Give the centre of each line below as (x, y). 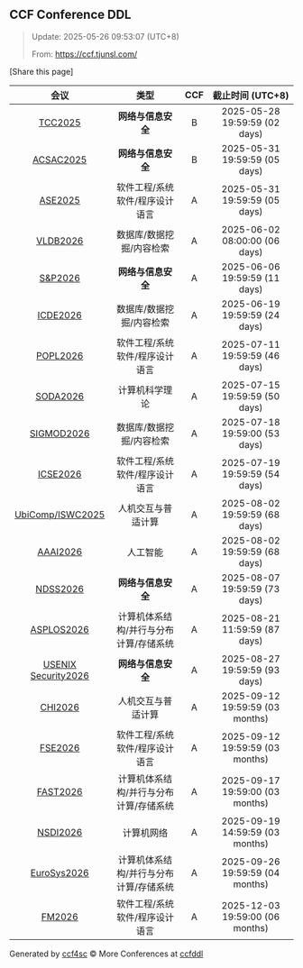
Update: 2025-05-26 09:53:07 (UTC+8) (106, 36)
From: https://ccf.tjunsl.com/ (84, 54)
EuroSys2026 (60, 872)
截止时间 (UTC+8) (251, 96)
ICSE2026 (60, 474)
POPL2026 (60, 355)
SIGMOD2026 (60, 434)
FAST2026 (60, 791)
